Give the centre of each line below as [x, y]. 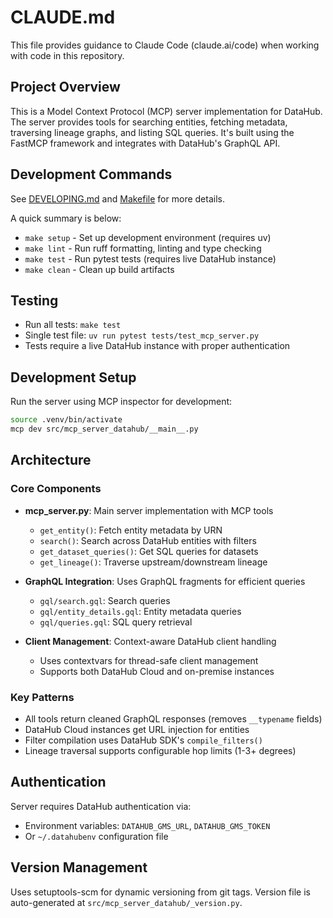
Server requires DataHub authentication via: [101, 806]
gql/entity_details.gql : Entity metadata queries [140, 611]
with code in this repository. [67, 55]
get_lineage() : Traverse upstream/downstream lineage [153, 562]
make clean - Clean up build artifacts [99, 269]
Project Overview [65, 87]
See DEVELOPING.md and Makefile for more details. [117, 198]
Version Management [79, 867]
